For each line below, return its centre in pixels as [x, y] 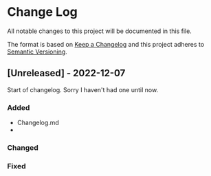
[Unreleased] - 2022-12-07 [66, 73]
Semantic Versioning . [37, 52]
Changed [23, 147]
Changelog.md [38, 123]
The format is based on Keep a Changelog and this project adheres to [106, 44]
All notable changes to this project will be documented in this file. [100, 31]
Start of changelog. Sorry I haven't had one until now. [83, 89]
